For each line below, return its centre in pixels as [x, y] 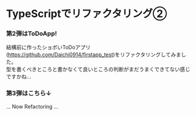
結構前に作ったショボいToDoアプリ [48, 47]
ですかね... [19, 77]
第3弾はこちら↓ [29, 93]
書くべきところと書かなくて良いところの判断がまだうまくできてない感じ [103, 69]
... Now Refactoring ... [32, 106]
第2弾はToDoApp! [32, 33]
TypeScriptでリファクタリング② [87, 14]
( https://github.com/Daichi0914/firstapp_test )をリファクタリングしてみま [94, 54]
